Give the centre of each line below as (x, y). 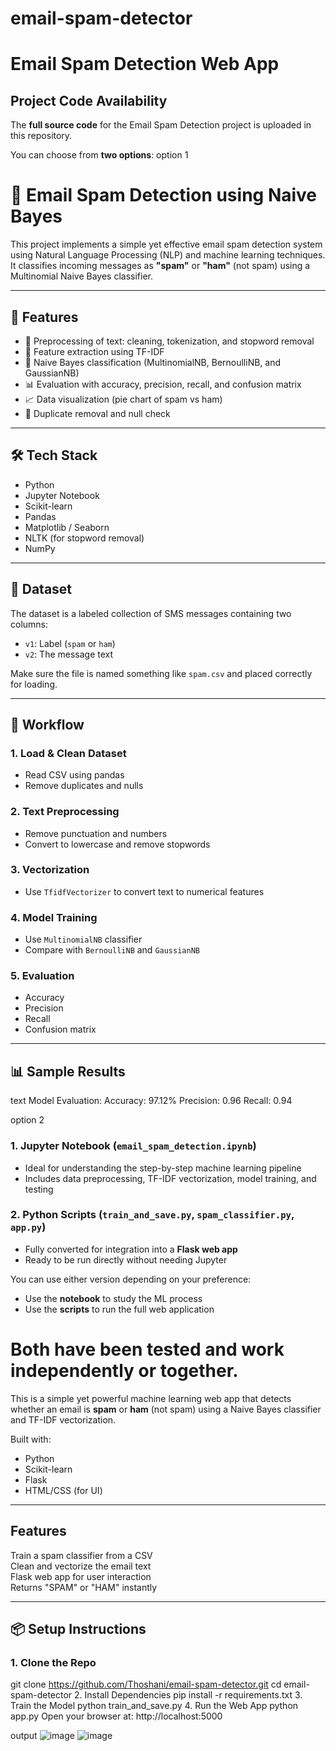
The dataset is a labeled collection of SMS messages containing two (151, 613)
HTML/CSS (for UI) (63, 1490)
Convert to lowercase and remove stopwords (117, 844)
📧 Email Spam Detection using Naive (164, 195)
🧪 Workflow (47, 724)
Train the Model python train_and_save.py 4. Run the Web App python (154, 1706)
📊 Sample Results (68, 1071)
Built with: (31, 1439)
